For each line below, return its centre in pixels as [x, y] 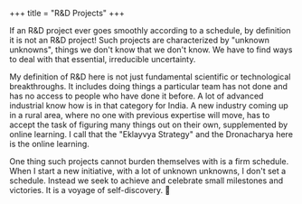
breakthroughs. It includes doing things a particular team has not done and [148, 86]
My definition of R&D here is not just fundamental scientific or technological [150, 77]
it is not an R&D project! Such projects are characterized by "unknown [139, 40]
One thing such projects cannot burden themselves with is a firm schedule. [149, 161]
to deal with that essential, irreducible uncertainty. [103, 59]
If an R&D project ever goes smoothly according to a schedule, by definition [150, 30]
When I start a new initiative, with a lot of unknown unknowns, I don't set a [148, 171]
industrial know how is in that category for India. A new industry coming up [149, 106]
